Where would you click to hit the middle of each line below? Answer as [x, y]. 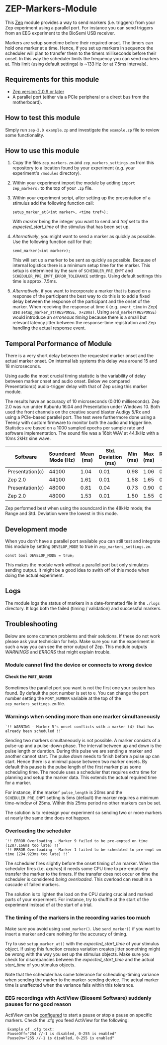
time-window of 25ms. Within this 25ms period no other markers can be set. [83, 803]
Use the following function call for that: [52, 242]
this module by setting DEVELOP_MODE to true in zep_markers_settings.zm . [78, 546]
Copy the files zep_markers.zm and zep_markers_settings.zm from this [83, 163]
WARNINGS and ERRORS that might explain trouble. [58, 652]
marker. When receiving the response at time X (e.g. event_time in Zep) [85, 307]
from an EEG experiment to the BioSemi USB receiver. [60, 33]
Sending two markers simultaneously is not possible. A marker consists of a [83, 741]
